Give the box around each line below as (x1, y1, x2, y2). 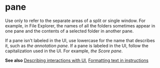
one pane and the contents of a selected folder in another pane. (5, 28, 134, 34)
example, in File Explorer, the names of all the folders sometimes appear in (5, 23, 156, 28)
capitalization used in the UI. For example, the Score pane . (5, 48, 123, 54)
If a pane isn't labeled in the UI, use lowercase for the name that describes (5, 37, 155, 43)
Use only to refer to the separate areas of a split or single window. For (5, 18, 146, 23)
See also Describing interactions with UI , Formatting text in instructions (5, 57, 149, 63)
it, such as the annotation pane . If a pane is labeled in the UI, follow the (5, 43, 149, 48)
